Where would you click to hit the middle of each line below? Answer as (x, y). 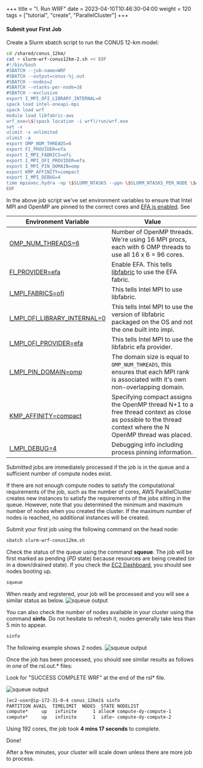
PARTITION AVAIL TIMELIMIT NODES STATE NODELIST (72, 706)
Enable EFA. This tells (142, 265)
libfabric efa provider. (142, 347)
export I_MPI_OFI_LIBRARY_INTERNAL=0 (54, 99)
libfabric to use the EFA (144, 272)
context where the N (140, 428)
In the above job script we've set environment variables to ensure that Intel (99, 200)
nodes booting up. (29, 571)
